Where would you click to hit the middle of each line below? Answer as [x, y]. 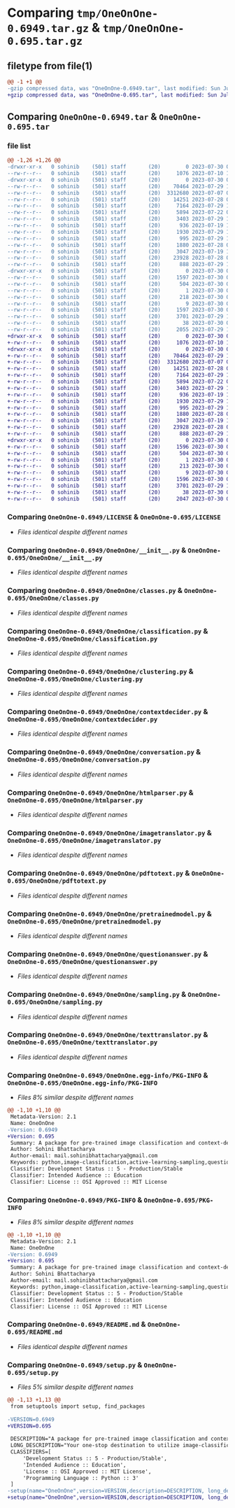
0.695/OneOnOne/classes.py [53, 599]
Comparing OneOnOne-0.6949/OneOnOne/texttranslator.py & [108, 1035]
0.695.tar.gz [45, 42]
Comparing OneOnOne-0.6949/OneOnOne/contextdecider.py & [108, 712]
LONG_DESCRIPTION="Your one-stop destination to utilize [95, 1446]
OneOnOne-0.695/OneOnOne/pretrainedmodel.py [84, 921]
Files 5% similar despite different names [76, 1387]
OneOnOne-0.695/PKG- [179, 1200]
